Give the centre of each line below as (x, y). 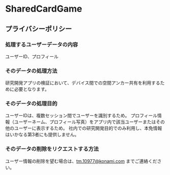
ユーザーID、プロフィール (32, 56)
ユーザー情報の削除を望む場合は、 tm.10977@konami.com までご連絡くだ (81, 161)
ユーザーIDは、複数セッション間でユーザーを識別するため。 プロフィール (81, 116)
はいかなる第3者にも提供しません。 (42, 134)
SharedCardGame (44, 9)
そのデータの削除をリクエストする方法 (52, 149)
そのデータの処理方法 (31, 71)
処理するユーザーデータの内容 (42, 45)
